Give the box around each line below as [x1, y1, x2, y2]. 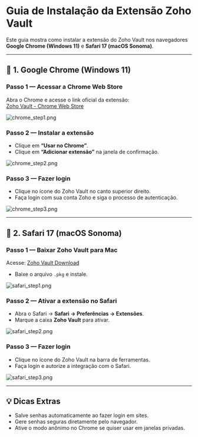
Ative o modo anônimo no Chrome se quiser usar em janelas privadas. [14, 425, 186, 432]
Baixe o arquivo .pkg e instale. [14, 270, 88, 278]
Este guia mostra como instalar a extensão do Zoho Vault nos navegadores [6, 36, 188, 43]
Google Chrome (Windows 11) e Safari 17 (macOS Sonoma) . [6, 42, 154, 50]
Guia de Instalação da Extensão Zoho [6, 4, 192, 18]
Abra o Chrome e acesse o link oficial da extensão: [6, 96, 130, 103]
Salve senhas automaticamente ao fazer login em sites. [14, 412, 149, 419]
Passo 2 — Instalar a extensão [6, 129, 94, 137]
